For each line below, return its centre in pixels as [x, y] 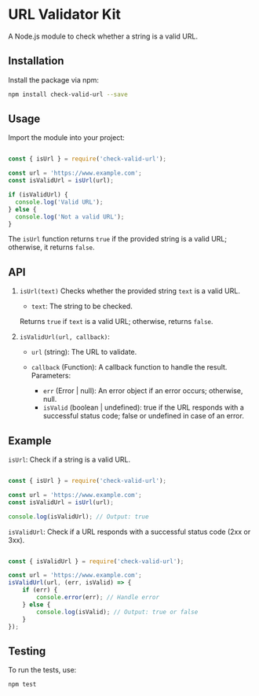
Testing [27, 651]
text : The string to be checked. [82, 306]
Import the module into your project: [67, 138]
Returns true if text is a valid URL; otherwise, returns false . [116, 322]
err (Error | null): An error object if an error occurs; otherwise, [143, 391]
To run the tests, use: [42, 670]
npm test [22, 685]
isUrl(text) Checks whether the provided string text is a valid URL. [130, 291]
